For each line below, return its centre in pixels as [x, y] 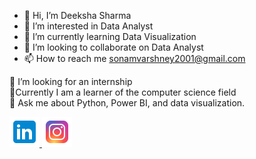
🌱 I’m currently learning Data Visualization [110, 36]
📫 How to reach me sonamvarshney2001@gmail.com [134, 58]
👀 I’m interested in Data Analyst [88, 26]
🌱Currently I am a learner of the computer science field [123, 92]
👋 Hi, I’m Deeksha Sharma [77, 15]
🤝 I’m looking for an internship [71, 81]
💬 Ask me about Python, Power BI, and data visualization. [127, 103]
